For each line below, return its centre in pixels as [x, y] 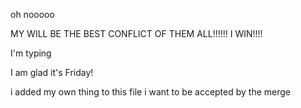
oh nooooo [32, 14]
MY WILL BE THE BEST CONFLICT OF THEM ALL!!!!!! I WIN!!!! [136, 33]
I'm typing [31, 53]
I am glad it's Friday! [52, 72]
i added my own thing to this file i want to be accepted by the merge [150, 92]
